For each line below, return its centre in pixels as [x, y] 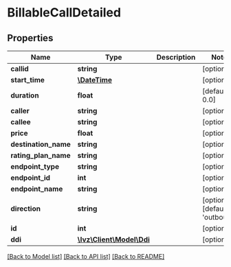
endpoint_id [30, 178]
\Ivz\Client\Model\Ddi [113, 240]
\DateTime [95, 80]
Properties [30, 38]
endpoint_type [35, 166]
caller [20, 111]
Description [176, 57]
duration [25, 95]
